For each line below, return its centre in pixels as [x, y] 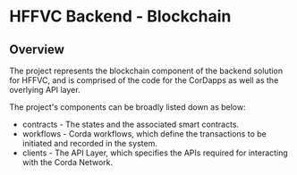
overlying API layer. [45, 90]
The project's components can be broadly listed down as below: [127, 107]
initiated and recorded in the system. [90, 143]
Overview [37, 50]
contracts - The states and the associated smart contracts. [131, 124]
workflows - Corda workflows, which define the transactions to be [144, 134]
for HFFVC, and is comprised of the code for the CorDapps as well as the [144, 80]
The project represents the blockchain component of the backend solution [146, 71]
